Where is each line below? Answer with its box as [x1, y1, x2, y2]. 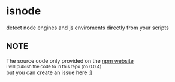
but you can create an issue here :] [6, 69, 92, 76]
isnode [6, 4, 41, 18]
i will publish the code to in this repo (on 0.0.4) [6, 63, 102, 69]
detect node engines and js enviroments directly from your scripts [6, 24, 169, 31]
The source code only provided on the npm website [6, 57, 134, 64]
